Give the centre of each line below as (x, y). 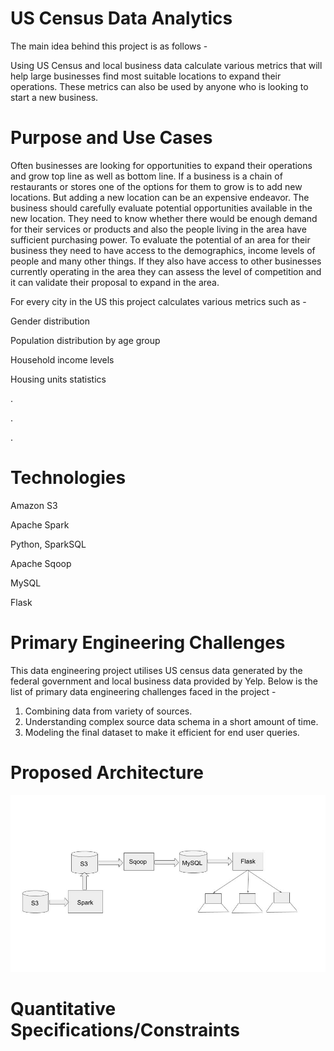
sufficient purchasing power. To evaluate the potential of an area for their (160, 239)
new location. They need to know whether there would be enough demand (164, 218)
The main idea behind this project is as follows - (109, 46)
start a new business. (54, 97)
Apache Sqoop (41, 563)
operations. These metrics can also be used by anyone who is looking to (159, 86)
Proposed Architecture (107, 772)
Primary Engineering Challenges (148, 643)
